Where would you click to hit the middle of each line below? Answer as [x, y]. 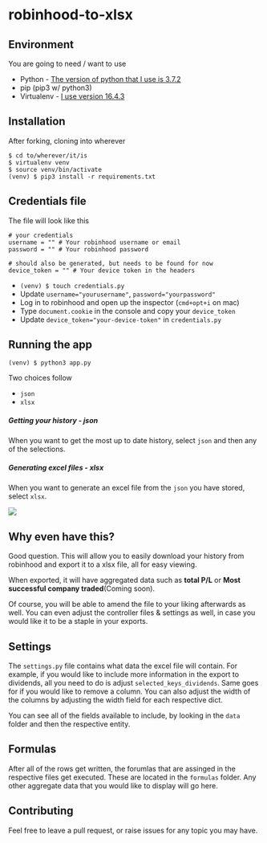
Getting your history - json [53, 421]
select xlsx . [28, 496]
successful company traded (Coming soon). [81, 588]
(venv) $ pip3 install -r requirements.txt [82, 177]
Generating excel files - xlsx [56, 468]
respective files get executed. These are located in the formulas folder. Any [132, 777]
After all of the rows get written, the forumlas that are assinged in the [122, 768]
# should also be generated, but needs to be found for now [111, 263]
